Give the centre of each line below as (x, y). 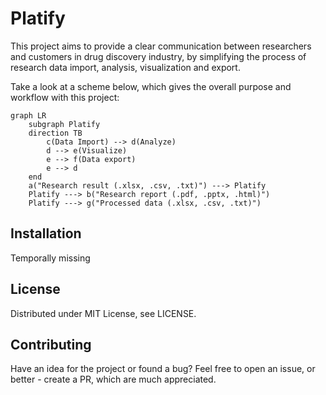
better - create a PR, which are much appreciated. (113, 379)
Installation (46, 233)
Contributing (51, 344)
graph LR (28, 115)
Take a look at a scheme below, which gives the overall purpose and (151, 86)
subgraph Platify (64, 124)
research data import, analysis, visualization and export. (125, 67)
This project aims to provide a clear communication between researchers (161, 46)
